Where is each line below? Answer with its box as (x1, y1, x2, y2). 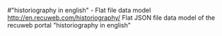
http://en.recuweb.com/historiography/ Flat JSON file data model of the (7, 13, 216, 22)
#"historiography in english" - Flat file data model (7, 6, 151, 14)
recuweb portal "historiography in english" (7, 21, 132, 29)
